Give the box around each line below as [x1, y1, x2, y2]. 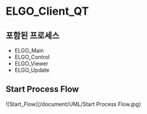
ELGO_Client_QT [5, 4, 89, 18]
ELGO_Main [14, 47, 44, 54]
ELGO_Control [14, 53, 50, 61]
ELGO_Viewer [14, 60, 49, 67]
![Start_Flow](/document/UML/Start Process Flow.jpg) [5, 100, 142, 108]
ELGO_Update [14, 66, 50, 74]
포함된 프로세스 [5, 30, 60, 40]
